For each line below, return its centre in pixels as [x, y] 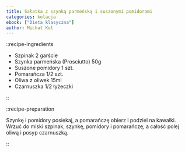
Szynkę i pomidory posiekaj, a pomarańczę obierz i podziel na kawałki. [91, 121]
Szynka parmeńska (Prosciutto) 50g [58, 62]
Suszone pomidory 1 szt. [44, 68]
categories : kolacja [31, 17]
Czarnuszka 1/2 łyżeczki [44, 86]
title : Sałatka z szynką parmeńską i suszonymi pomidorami [79, 11]
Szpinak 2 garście [36, 55]
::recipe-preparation [30, 109]
